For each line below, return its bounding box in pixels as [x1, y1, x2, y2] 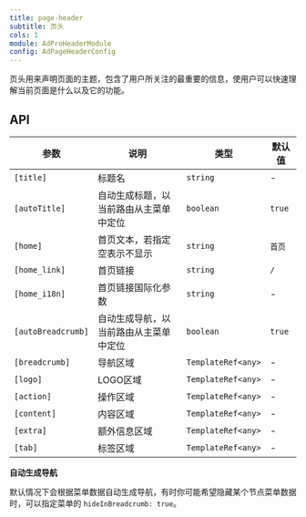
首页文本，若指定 [97, 233, 171, 246]
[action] [14, 391, 52, 401]
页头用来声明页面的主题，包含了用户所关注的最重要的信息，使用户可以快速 [9, 74, 289, 85]
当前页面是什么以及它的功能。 [16, 85, 129, 96]
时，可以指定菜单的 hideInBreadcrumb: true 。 [9, 498, 182, 509]
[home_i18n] [14, 288, 66, 299]
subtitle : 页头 [9, 22, 65, 31]
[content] [14, 408, 56, 419]
